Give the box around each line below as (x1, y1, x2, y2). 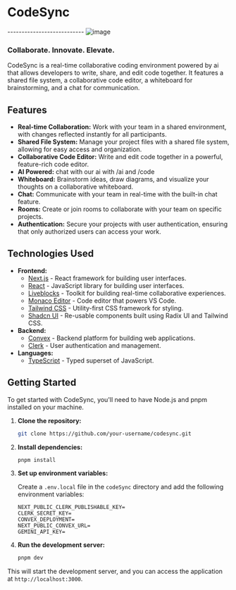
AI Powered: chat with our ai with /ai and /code (17, 168, 155, 176)
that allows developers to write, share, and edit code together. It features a (7, 68, 224, 77)
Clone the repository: (17, 416, 82, 425)
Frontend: (17, 266, 47, 275)
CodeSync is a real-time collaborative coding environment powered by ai (7, 61, 219, 70)
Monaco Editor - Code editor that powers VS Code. (27, 296, 177, 305)
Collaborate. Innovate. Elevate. (7, 45, 115, 55)
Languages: (17, 349, 54, 357)
